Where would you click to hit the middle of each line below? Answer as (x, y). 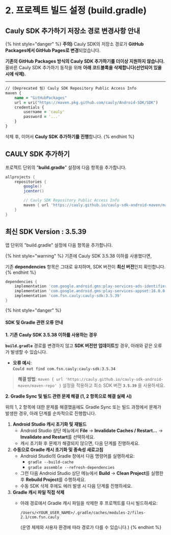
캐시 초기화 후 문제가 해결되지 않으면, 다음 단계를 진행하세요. (80, 443)
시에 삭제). (16, 74)
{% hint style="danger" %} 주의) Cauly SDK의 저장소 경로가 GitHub (75, 44)
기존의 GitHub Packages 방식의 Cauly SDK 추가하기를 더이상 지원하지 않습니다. (85, 61)
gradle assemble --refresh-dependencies (71, 468)
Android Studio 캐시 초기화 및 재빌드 (50, 424)
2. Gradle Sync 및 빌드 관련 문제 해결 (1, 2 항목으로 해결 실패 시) (69, 396)
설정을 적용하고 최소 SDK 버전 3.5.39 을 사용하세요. (114, 385)
